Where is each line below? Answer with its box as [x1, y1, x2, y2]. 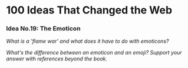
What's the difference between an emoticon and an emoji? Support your [6, 49, 182, 56]
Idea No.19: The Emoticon [6, 25, 81, 33]
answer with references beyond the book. [6, 55, 108, 62]
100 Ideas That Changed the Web [6, 4, 173, 17]
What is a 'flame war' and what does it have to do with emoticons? [6, 38, 169, 45]
